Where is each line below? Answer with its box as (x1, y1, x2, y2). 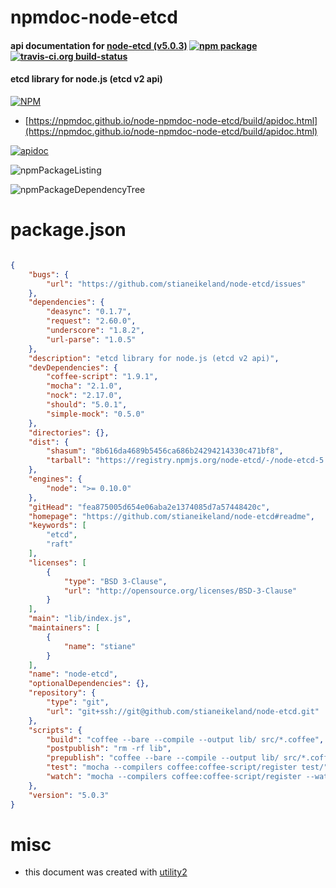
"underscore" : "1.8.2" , (46, 326, 145, 336)
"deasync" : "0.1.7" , (46, 307, 132, 317)
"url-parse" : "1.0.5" (46, 334, 137, 345)
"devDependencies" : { (28, 362, 118, 373)
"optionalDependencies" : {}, (28, 679, 150, 689)
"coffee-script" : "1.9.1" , (46, 372, 159, 382)
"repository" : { (28, 688, 97, 698)
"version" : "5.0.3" (28, 790, 110, 800)
